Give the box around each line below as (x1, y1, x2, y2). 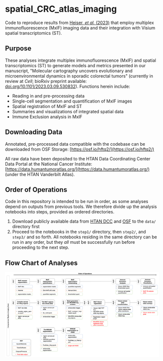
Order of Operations (5, 185, 67, 194)
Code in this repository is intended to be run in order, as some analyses (5, 199, 148, 205)
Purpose (5, 44, 32, 52)
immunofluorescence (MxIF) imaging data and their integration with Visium (5, 25, 155, 30)
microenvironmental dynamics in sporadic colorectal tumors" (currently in (5, 73, 153, 79)
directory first (12, 224, 40, 230)
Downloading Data (5, 128, 62, 136)
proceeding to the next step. (12, 244, 69, 251)
